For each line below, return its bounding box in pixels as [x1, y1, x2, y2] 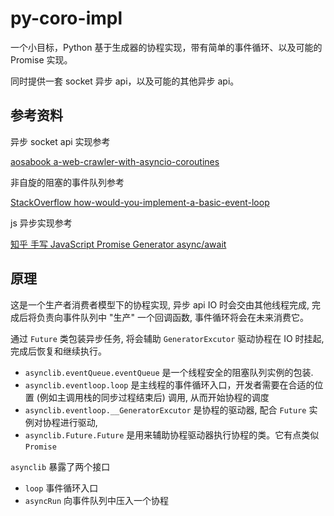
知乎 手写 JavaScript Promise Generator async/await [10, 238, 227, 250]
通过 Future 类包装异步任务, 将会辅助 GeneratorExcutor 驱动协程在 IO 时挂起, [10, 332, 325, 344]
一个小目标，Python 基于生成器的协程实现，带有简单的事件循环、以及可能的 [10, 41, 323, 53]
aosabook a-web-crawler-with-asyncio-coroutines [10, 155, 220, 167]
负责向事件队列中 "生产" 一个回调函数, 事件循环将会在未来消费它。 [36, 311, 309, 323]
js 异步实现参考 [10, 217, 73, 229]
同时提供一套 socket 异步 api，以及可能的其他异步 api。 [10, 75, 240, 87]
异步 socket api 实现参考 [10, 135, 111, 147]
